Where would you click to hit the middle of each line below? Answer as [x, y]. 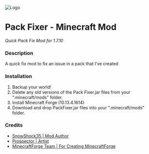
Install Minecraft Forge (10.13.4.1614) [48, 103]
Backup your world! [32, 87]
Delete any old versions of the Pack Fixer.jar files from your [71, 92]
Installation [19, 76]
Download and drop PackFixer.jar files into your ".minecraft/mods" [78, 107]
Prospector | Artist [31, 141]
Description [19, 53]
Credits [14, 125]
